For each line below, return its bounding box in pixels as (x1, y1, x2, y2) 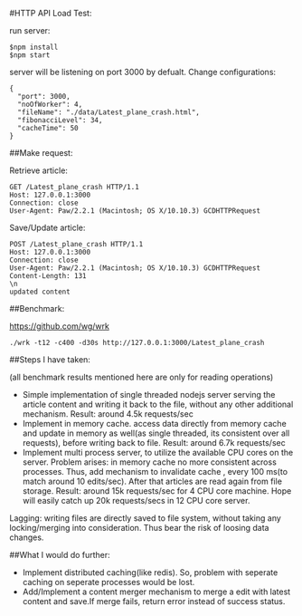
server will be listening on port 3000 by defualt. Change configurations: (9, 67, 277, 77)
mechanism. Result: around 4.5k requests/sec (22, 409, 194, 419)
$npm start (9, 51, 51, 60)
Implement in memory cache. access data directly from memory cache (22, 419, 287, 428)
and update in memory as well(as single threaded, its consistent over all (22, 428, 290, 438)
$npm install (9, 43, 59, 52)
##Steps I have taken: (9, 354, 90, 365)
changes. (9, 532, 44, 543)
